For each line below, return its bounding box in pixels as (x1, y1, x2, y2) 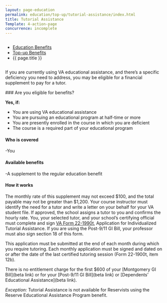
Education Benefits (12, 44, 52, 50)
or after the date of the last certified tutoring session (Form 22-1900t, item (5, 251, 158, 257)
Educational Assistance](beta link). (5, 277, 77, 283)
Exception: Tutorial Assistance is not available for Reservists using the (5, 286, 149, 292)
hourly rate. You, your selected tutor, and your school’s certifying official (5, 214, 154, 220)
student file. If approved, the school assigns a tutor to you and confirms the (5, 209, 161, 215)
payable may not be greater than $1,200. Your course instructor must (5, 198, 148, 204)
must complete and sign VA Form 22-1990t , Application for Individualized (5, 220, 156, 226)
